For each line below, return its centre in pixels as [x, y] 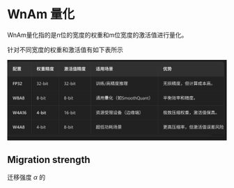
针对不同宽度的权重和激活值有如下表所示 [65, 49]
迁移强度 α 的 [26, 178]
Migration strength [49, 160]
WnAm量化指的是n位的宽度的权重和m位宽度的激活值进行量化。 [97, 35]
